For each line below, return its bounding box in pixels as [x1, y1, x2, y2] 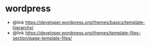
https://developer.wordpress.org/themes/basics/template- [25, 19, 145, 25]
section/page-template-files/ [12, 35, 72, 41]
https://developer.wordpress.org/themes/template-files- [25, 30, 141, 36]
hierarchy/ [12, 24, 33, 30]
